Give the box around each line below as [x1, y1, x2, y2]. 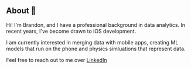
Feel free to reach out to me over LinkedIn [6, 56, 107, 63]
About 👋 [6, 6, 36, 16]
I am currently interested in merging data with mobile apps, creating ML [6, 39, 179, 46]
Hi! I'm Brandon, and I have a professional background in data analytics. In [6, 21, 186, 28]
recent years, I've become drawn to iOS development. [6, 27, 137, 34]
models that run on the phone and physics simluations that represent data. [6, 45, 186, 52]
